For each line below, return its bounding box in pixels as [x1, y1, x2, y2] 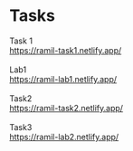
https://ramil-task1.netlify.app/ [9, 44, 122, 55]
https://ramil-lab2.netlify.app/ [9, 131, 119, 142]
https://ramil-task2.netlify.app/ [9, 102, 124, 113]
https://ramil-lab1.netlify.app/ [9, 73, 118, 84]
